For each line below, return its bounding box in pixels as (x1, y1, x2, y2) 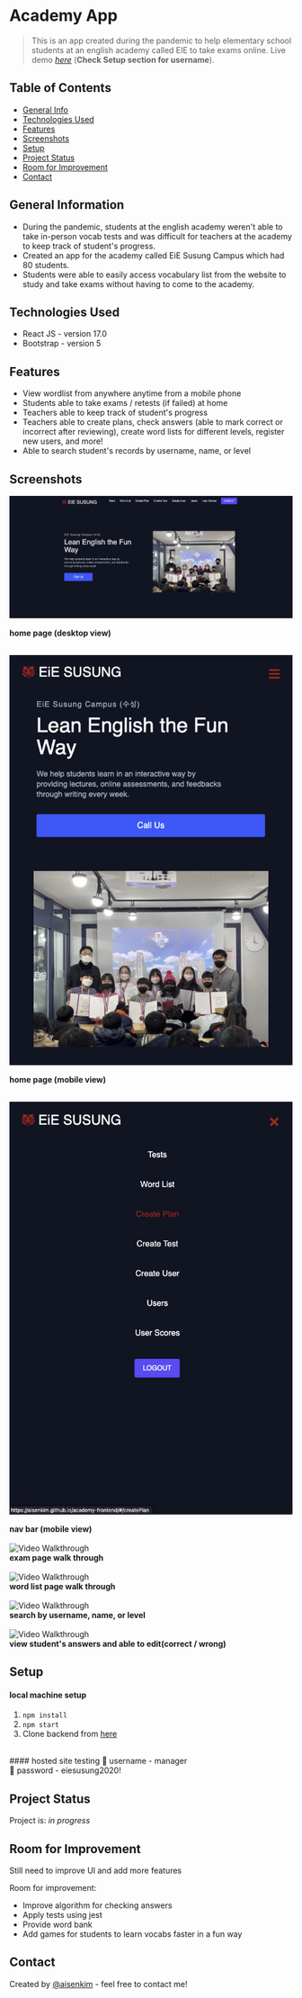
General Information (9, 197, 125, 212)
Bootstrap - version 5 (22, 338, 102, 349)
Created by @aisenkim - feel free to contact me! (9, 1978, 188, 1989)
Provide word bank (22, 1919, 93, 1930)
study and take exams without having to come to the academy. (22, 278, 255, 289)
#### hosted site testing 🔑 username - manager (9, 1756, 188, 1767)
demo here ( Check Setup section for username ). (31, 54, 215, 65)
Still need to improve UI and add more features (9, 1865, 182, 1876)
